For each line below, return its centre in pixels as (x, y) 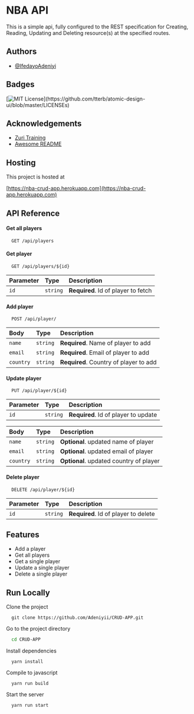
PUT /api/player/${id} (39, 391)
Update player (24, 378)
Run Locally (28, 592)
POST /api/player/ (34, 319)
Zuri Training (30, 138)
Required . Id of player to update (113, 415)
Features (23, 534)
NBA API (27, 10)
